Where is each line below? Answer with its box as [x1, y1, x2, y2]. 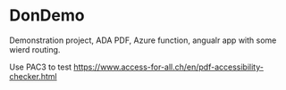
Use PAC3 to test [9, 61, 72, 72]
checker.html [9, 70, 57, 81]
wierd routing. [9, 44, 61, 54]
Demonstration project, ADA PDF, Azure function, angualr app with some [9, 35, 277, 45]
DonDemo [9, 5, 85, 26]
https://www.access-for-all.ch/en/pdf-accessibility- [73, 61, 264, 72]
